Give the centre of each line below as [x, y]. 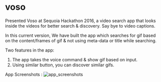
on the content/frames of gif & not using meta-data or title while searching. [81, 40]
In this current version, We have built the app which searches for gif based [80, 35]
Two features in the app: [30, 50]
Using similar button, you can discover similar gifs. [63, 65]
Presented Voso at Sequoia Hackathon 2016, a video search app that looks [80, 21]
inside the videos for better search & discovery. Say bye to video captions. [80, 26]
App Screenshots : [24, 74]
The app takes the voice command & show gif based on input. [75, 59]
